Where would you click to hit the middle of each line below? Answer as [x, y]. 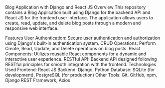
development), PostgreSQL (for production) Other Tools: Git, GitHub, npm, [81, 75]
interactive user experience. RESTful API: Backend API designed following [81, 59]
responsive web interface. [32, 28]
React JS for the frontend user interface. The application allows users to [79, 18]
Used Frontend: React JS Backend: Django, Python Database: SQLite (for [80, 70]
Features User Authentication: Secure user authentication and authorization [83, 38]
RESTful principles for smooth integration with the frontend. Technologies [81, 64]
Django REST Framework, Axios [38, 80]
